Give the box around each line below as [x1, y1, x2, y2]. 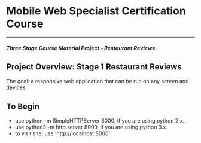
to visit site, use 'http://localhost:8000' [14, 130, 111, 137]
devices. [6, 84, 28, 91]
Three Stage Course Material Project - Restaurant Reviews [6, 44, 156, 51]
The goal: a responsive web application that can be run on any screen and [6, 78, 189, 85]
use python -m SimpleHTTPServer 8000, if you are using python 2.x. [14, 117, 185, 124]
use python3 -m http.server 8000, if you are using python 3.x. [14, 124, 167, 131]
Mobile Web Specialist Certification [6, 4, 187, 18]
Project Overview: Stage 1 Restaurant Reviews [6, 62, 182, 72]
